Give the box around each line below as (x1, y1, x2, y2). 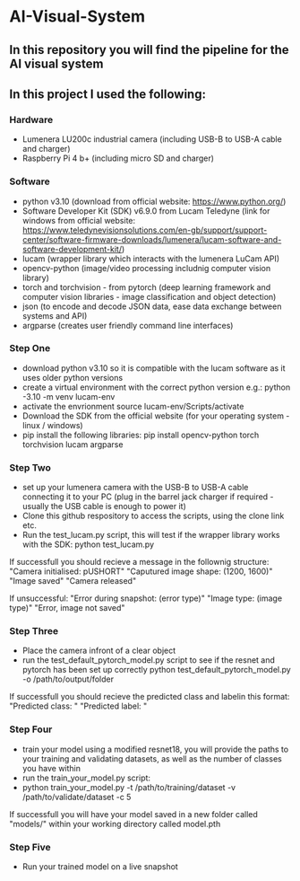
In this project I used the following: (9, 86, 206, 101)
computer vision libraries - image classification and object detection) (21, 291, 277, 302)
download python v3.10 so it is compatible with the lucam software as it (21, 362, 286, 374)
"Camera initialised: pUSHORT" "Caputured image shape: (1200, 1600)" (9, 566, 273, 577)
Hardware (9, 113, 54, 126)
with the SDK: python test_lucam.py (21, 539, 155, 550)
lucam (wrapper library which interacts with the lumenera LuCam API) (21, 253, 280, 264)
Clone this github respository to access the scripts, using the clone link (21, 510, 285, 522)
